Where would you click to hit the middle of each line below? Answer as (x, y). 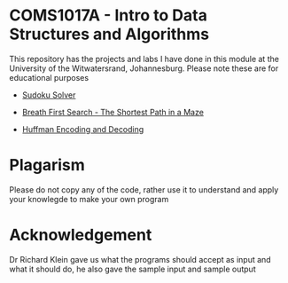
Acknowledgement (81, 235)
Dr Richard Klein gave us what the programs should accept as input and (140, 259)
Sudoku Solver (49, 95)
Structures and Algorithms (109, 34)
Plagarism (47, 165)
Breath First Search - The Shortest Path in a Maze (113, 112)
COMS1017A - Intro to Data (109, 16)
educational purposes (49, 77)
